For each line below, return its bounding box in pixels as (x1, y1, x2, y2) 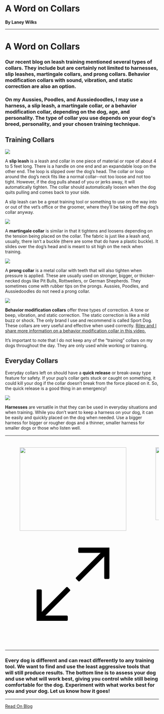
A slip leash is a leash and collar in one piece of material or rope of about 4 (5, 158, 157, 164)
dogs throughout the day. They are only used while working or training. (5, 342, 148, 348)
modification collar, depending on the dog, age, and (5, 108, 130, 115)
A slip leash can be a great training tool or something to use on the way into (5, 199, 157, 204)
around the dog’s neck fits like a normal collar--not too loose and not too (5, 174, 151, 179)
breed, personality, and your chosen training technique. (5, 121, 141, 127)
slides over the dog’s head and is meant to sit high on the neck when (5, 243, 143, 249)
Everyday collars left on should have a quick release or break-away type (5, 370, 151, 376)
